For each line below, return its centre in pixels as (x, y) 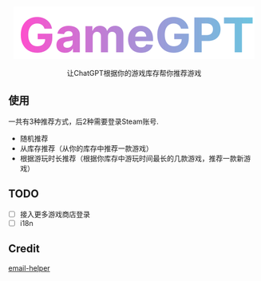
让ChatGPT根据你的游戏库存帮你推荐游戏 (134, 73)
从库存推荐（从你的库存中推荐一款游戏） (86, 148)
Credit (24, 249)
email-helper (29, 268)
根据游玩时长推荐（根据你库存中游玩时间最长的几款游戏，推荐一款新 (132, 158)
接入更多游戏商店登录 (55, 214)
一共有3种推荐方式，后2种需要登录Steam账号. (84, 121)
